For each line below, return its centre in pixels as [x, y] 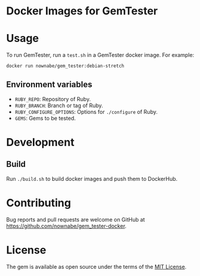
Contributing [39, 203]
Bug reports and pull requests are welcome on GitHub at [76, 219]
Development [40, 142]
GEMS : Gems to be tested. [45, 118]
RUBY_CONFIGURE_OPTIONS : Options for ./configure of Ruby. [86, 111]
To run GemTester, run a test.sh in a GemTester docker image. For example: [100, 55]
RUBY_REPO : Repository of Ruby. [53, 99]
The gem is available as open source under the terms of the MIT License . [96, 266]
